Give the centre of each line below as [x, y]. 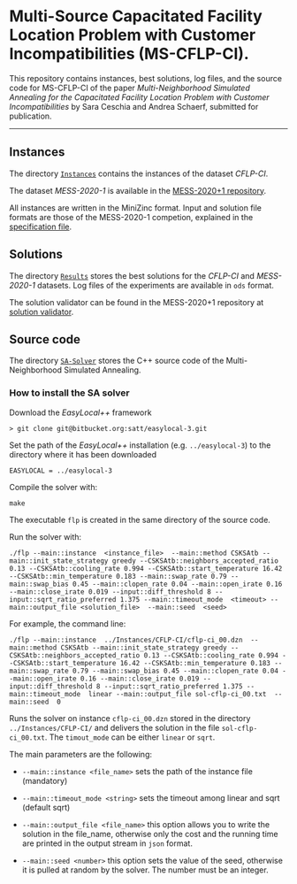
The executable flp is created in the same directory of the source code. [140, 519]
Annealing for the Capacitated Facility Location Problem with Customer [139, 97]
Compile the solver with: [53, 487]
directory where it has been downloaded [83, 454]
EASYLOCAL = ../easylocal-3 [61, 471]
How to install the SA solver [69, 393]
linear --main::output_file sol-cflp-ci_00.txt [177, 694]
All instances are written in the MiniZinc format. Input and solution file [136, 208]
